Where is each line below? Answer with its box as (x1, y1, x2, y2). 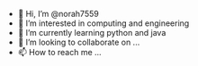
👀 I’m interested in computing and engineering (17, 18, 190, 29)
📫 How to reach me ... (17, 47, 102, 57)
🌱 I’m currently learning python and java (17, 28, 166, 37)
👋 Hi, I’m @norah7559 (17, 9, 99, 19)
